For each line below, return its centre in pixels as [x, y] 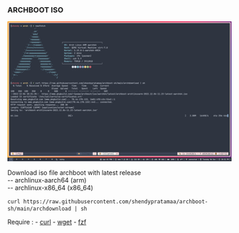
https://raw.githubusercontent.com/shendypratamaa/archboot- [116, 202]
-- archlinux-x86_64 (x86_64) [51, 188]
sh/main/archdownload [39, 209]
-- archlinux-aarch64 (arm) [47, 180]
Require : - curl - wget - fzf [47, 222]
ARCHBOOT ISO [36, 10]
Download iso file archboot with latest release [74, 173]
